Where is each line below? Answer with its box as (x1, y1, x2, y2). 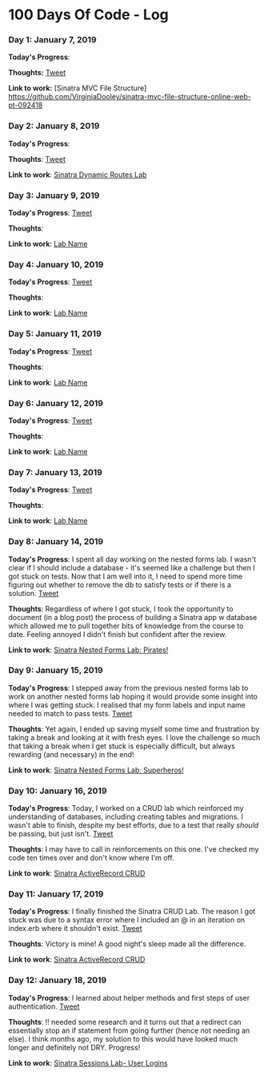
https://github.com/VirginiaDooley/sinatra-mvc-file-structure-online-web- (8, 92, 252, 102)
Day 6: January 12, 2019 (8, 397, 104, 409)
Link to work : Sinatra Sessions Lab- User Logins (8, 1058, 168, 1067)
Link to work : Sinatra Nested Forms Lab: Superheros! (8, 765, 184, 775)
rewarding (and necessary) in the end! (8, 749, 134, 759)
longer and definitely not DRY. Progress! (8, 1042, 141, 1052)
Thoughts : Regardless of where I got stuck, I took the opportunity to (8, 603, 234, 614)
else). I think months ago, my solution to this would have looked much (8, 1034, 238, 1043)
